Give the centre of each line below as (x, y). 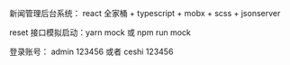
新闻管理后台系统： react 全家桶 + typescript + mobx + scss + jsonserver (145, 13)
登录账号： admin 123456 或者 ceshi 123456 (91, 51)
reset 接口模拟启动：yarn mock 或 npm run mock (100, 32)
